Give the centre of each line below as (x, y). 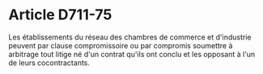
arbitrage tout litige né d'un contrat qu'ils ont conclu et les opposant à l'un (132, 54)
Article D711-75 (60, 15)
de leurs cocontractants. (49, 63)
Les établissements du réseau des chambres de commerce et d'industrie (130, 37)
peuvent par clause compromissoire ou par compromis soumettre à (121, 45)
